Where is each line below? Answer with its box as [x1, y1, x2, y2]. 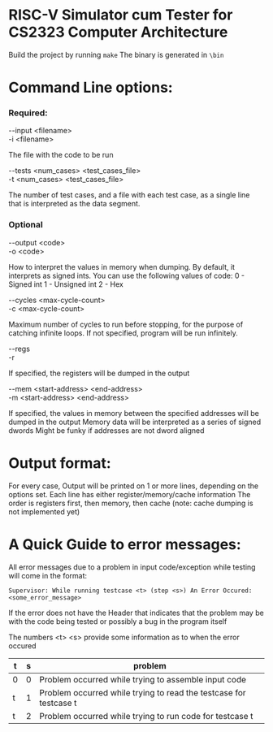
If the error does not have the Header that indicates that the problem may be [8, 608, 264, 617]
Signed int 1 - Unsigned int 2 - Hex [8, 279, 124, 289]
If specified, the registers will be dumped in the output [8, 368, 190, 378]
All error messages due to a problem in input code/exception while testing [8, 562, 256, 572]
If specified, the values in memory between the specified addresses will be [8, 408, 260, 418]
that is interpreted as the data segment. [8, 199, 141, 209]
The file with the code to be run [8, 150, 114, 160]
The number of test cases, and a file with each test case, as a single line [8, 190, 250, 200]
